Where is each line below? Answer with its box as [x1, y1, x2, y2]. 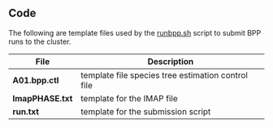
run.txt [12, 105, 39, 117]
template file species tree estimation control [80, 69, 248, 80]
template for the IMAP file [80, 92, 178, 104]
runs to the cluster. [8, 36, 71, 46]
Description [147, 56, 194, 67]
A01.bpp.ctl [12, 75, 59, 86]
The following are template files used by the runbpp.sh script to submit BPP [8, 28, 262, 37]
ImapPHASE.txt [12, 92, 73, 104]
